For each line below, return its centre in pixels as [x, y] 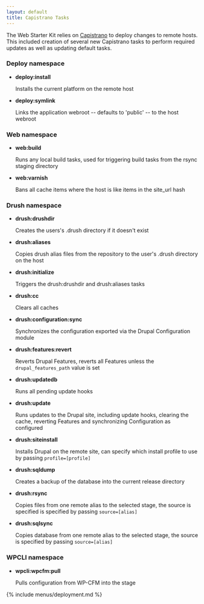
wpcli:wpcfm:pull [38, 571]
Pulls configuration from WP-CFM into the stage [75, 583]
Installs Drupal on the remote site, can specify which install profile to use [106, 452]
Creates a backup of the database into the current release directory [100, 482]
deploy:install [33, 77]
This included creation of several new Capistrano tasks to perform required [100, 41]
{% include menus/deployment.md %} [54, 594]
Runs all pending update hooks [54, 392]
